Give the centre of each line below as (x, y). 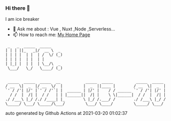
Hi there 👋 (18, 8)
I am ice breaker (22, 19)
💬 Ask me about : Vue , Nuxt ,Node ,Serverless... (64, 29)
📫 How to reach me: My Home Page (51, 35)
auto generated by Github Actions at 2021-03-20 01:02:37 (67, 113)
